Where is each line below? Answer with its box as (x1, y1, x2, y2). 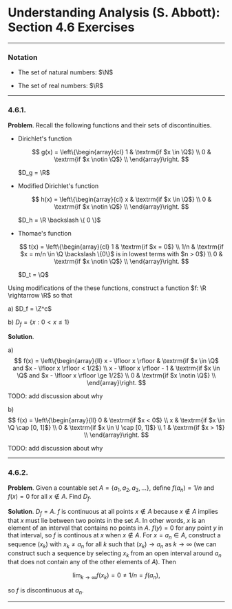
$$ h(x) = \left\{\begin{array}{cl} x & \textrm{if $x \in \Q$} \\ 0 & (31, 195, 212, 203)
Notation (8, 52, 38, 62)
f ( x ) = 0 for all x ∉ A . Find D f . (8, 493, 92, 502)
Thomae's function (17, 229, 72, 237)
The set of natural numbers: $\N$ (17, 68, 113, 76)
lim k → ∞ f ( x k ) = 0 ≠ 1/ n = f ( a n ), (72, 571, 160, 581)
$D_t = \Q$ (17, 270, 49, 278)
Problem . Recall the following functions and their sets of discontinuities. (8, 121, 212, 129)
